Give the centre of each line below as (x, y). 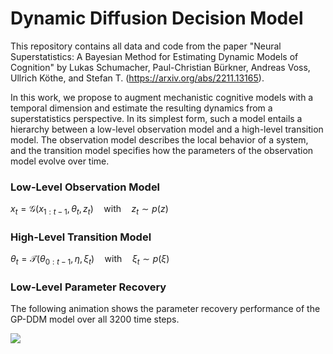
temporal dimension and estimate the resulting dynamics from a (141, 108)
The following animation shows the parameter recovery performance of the (165, 309)
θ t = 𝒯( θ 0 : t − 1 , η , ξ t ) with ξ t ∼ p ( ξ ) (90, 260)
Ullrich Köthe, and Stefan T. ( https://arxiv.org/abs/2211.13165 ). (137, 78)
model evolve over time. (60, 161)
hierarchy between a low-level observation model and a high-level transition (167, 129)
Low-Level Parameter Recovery (88, 287)
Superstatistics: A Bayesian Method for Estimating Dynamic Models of (154, 56)
